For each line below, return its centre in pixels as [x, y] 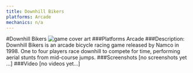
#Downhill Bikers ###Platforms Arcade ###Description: [95, 39]
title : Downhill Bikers [35, 11]
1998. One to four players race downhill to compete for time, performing [93, 51]
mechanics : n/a [25, 22]
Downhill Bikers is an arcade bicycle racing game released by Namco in [93, 45]
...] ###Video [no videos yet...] [43, 64]
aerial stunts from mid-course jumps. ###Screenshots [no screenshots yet [96, 58]
